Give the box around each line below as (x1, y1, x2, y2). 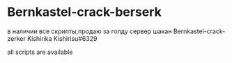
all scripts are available (7, 48, 73, 56)
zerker (7, 34, 26, 42)
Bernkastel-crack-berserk (7, 4, 162, 20)
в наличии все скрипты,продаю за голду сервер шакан (7, 27, 172, 35)
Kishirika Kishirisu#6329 (26, 34, 98, 42)
